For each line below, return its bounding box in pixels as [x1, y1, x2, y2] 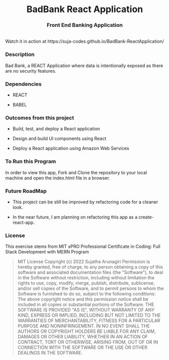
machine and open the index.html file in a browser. [5, 175, 110, 181]
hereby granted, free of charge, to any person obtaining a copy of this [17, 264, 163, 270]
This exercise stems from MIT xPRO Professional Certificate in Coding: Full [5, 243, 160, 249]
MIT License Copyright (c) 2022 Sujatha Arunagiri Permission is [17, 259, 150, 265]
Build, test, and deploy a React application [12, 126, 100, 132]
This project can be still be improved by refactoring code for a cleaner [12, 198, 158, 205]
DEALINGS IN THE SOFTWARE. [17, 350, 83, 356]
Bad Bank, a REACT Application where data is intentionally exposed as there [5, 62, 163, 69]
